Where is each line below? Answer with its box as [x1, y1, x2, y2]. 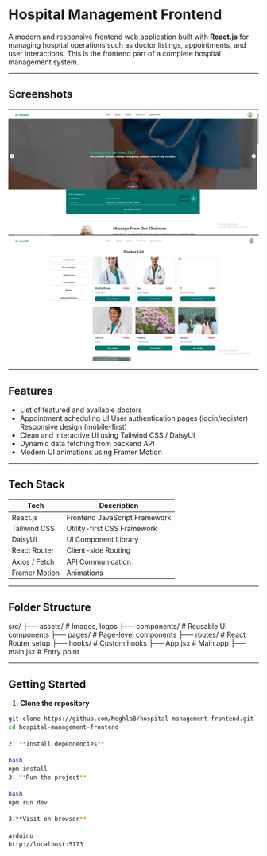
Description [99, 501, 139, 511]
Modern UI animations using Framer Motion [19, 447, 163, 457]
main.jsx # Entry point [8, 647, 79, 657]
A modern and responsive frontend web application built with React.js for [8, 32, 249, 41]
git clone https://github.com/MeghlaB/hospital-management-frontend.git [8, 715, 254, 723]
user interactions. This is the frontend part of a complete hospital [8, 48, 221, 58]
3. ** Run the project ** [8, 773, 87, 781]
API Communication [66, 557, 131, 566]
